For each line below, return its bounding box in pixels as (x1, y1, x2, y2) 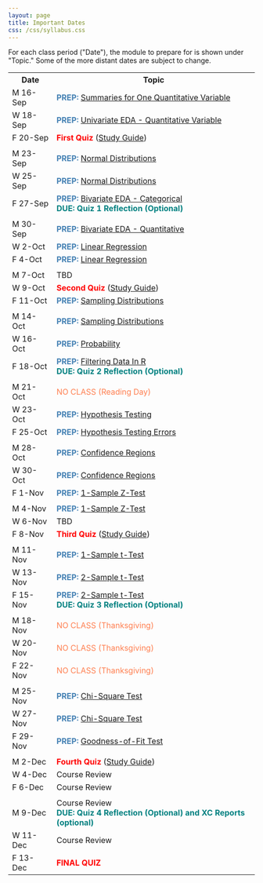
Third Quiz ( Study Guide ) (56, 529, 150, 540)
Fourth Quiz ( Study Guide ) (56, 757, 155, 768)
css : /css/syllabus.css (8, 26, 86, 34)
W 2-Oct (12, 241, 45, 252)
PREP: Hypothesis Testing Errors (56, 427, 176, 438)
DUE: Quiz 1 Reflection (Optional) (56, 203, 184, 214)
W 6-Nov (12, 516, 48, 527)
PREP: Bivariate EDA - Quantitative (56, 224, 185, 235)
